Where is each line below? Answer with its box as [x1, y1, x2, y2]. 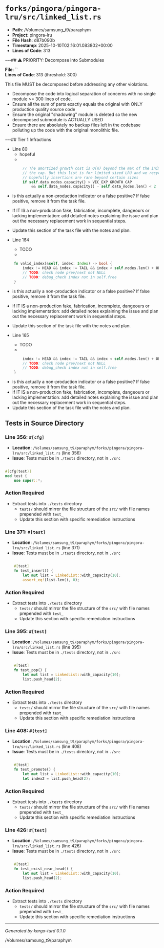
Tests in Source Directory [5, 419, 84, 427]
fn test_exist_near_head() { [14, 866, 73, 872]
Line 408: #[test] [5, 727, 48, 734]
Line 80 [12, 146, 28, 152]
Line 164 [12, 237, 29, 243]
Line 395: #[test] [5, 628, 47, 634]
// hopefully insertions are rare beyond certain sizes [22, 175, 139, 180]
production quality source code [12, 106, 76, 112]
